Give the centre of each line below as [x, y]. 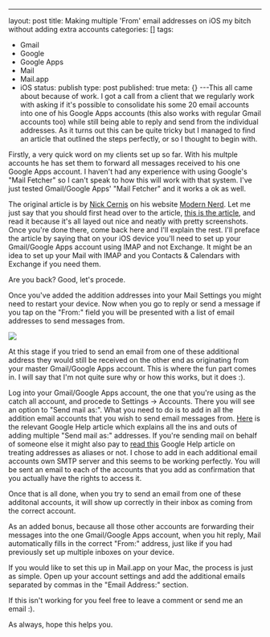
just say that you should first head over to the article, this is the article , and [132, 213]
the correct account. [42, 511]
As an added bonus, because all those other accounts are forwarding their [131, 526]
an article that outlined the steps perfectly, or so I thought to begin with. [139, 139]
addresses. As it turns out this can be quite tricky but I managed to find [137, 130]
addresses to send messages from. [67, 321]
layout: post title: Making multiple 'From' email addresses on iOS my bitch [130, 21]
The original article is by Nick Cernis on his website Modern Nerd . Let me [129, 204]
